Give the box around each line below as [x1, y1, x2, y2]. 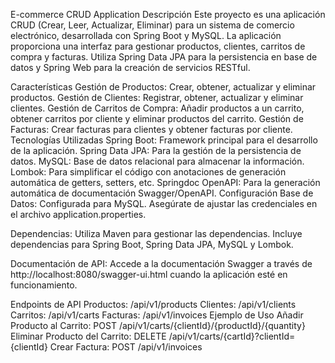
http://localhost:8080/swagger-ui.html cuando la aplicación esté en [10, 269, 288, 280]
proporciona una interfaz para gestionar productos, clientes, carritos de [10, 40, 306, 52]
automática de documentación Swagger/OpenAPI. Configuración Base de [10, 187, 314, 199]
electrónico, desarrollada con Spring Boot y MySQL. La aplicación [10, 30, 282, 41]
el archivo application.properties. [10, 209, 147, 220]
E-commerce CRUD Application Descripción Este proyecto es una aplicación [10, 9, 326, 20]
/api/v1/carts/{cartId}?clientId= [168, 330, 296, 342]
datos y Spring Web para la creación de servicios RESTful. [10, 62, 251, 73]
